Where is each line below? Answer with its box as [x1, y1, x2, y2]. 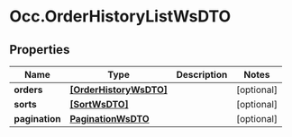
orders [14, 83, 43, 96]
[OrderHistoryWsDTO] [69, 83, 169, 96]
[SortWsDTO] [69, 98, 129, 110]
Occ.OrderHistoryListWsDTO [9, 6, 232, 27]
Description [176, 69, 228, 81]
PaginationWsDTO [69, 113, 151, 124]
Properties [9, 42, 70, 57]
